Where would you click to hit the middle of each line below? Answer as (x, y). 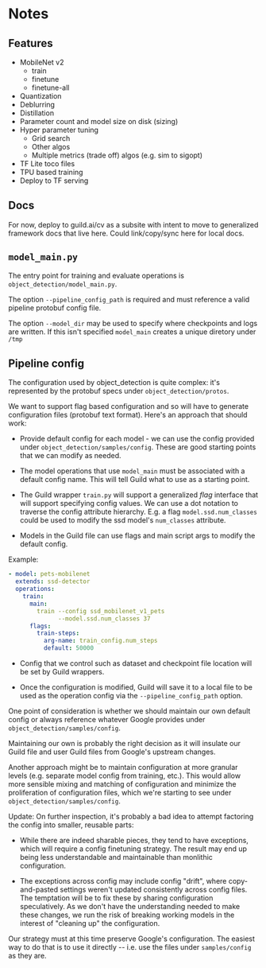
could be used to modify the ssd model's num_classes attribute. (123, 520)
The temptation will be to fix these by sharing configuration (116, 898)
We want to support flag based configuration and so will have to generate (128, 406)
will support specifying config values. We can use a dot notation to (129, 503)
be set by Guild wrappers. (62, 672)
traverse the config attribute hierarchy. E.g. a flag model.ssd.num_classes (139, 512)
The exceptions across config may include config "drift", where (123, 881)
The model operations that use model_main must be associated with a (132, 471)
